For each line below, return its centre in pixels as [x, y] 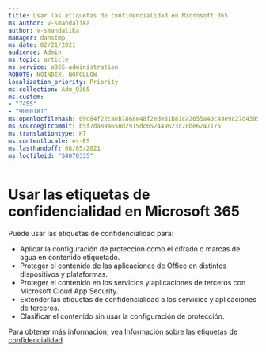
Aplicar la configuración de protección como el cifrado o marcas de [130, 249]
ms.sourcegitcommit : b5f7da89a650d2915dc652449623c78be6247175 [115, 126]
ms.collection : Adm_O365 [49, 89]
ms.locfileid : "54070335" [51, 155]
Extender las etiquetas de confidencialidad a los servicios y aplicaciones [138, 300]
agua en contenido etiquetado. [70, 258]
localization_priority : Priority [63, 82]
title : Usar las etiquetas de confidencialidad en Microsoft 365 [118, 15]
